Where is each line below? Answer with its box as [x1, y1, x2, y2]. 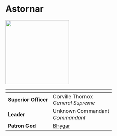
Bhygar [52, 122, 70, 129]
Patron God [8, 122, 36, 129]
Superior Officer [8, 96, 48, 103]
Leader [8, 110, 25, 118]
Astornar [5, 3, 44, 15]
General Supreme [52, 99, 95, 106]
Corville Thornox [52, 93, 93, 100]
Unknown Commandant [52, 107, 109, 115]
